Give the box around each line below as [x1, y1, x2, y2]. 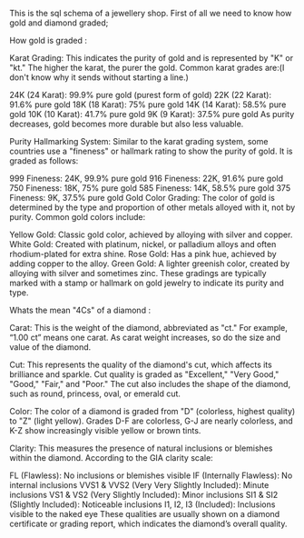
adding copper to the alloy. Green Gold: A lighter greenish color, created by [9, 258, 290, 269]
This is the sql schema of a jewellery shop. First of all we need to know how [9, 8, 292, 18]
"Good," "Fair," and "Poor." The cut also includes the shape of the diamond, [9, 379, 291, 389]
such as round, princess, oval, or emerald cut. [9, 388, 181, 399]
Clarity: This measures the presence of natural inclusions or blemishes [9, 443, 273, 453]
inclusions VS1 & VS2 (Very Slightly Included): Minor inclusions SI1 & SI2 [9, 490, 279, 500]
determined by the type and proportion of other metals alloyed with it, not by [9, 202, 296, 213]
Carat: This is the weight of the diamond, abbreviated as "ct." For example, [9, 323, 289, 333]
